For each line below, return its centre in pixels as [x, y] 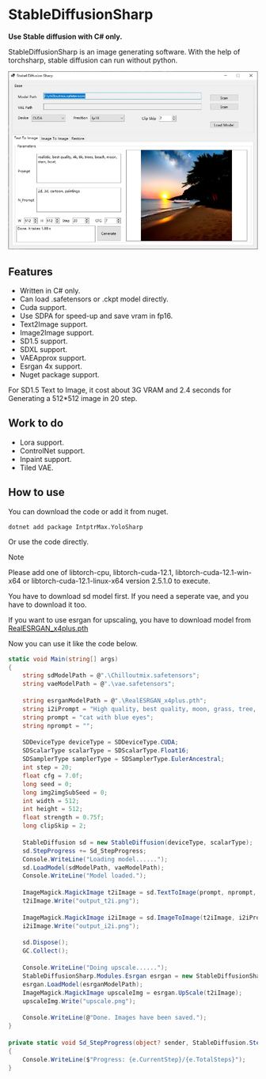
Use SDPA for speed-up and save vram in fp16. [96, 316]
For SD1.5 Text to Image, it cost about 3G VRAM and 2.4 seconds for [120, 390]
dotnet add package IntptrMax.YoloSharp [76, 527]
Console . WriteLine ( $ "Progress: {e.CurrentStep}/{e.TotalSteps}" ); [134, 1059]
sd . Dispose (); [46, 943]
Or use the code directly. [49, 541]
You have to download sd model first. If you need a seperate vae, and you [129, 596]
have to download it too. [47, 604]
